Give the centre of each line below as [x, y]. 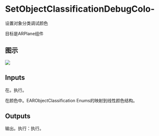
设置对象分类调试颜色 [26, 23]
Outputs [18, 116]
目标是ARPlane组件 [24, 33]
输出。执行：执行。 [24, 129]
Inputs [15, 78]
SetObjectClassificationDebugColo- [80, 9]
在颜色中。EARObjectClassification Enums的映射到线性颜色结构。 [71, 100]
